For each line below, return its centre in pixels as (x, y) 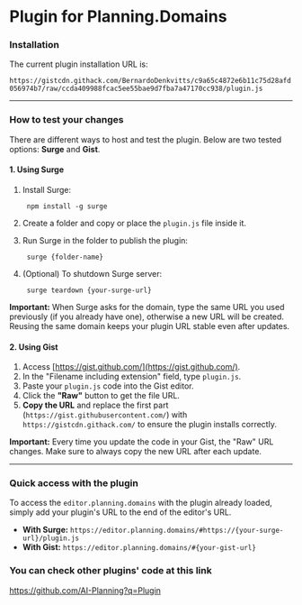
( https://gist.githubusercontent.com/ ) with (105, 415)
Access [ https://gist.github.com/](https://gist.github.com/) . (131, 367)
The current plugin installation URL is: (79, 64)
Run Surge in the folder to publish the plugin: (105, 240)
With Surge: (45, 530)
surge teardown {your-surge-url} (89, 290)
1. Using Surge (37, 170)
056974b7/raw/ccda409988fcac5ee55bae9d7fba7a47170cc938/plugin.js (136, 89)
